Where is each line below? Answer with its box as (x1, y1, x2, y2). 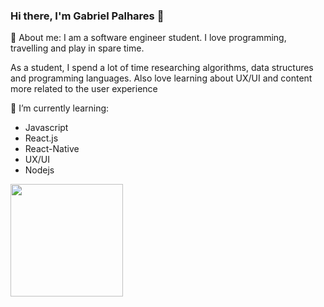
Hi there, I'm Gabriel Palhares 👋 (10, 9, 165, 23)
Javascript (24, 122, 69, 134)
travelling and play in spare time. (10, 42, 145, 54)
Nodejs (24, 164, 55, 176)
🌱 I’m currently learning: (10, 102, 110, 114)
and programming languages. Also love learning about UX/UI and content (10, 72, 313, 84)
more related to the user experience (10, 83, 158, 95)
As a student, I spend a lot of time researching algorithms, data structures (10, 62, 314, 74)
